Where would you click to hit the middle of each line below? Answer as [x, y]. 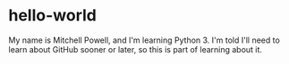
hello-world [53, 16]
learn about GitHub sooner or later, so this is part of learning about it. [136, 49]
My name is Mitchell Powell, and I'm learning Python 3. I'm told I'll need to [144, 40]
